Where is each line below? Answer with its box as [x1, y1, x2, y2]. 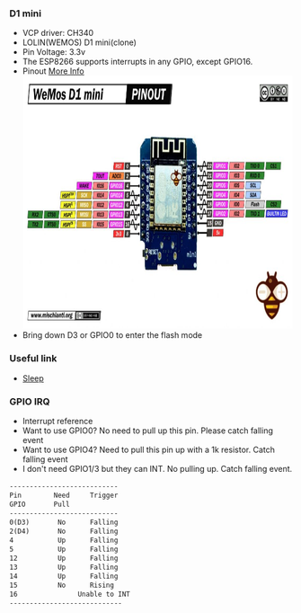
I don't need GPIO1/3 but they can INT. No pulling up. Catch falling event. [22, 463, 293, 474]
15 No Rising [9, 581, 115, 590]
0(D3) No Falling [9, 518, 119, 527]
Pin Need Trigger [9, 491, 119, 500]
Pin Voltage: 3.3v [22, 47, 86, 58]
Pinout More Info [22, 66, 84, 76]
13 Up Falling [9, 563, 119, 572]
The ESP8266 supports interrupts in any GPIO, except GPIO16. [22, 57, 253, 67]
